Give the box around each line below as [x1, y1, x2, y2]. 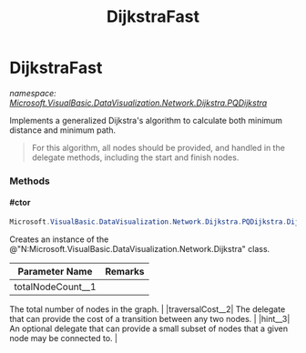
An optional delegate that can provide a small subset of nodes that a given [9, 323, 289, 334]
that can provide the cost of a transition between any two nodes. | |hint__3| [9, 313, 291, 324]
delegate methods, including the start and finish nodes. [31, 152, 240, 163]
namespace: [9, 87, 56, 98]
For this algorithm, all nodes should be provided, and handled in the [31, 142, 285, 153]
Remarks [105, 265, 145, 277]
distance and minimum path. [9, 125, 117, 136]
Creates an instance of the [9, 234, 109, 245]
